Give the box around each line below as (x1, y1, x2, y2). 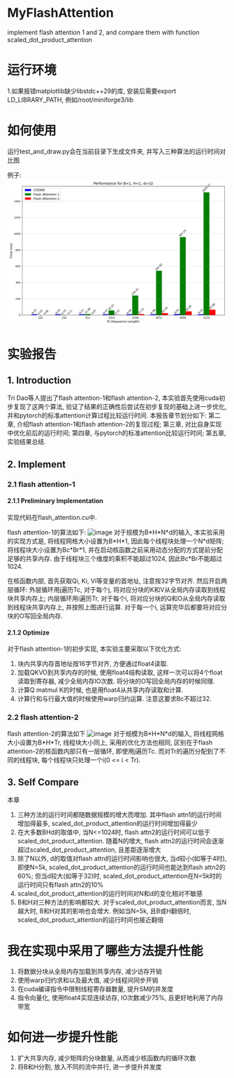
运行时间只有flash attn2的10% (17, 880, 103, 889)
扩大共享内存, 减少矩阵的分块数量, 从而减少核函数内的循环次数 (17, 1054, 196, 1063)
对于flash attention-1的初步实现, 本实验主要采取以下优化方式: (7, 644, 182, 653)
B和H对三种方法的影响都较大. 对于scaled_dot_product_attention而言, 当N (17, 898, 227, 906)
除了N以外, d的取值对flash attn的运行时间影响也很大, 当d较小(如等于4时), (17, 855, 227, 863)
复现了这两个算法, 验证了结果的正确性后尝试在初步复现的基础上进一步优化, (13, 403, 227, 411)
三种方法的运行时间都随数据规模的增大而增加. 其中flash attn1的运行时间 (17, 810, 222, 819)
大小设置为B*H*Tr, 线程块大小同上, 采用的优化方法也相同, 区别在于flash (7, 738, 213, 747)
